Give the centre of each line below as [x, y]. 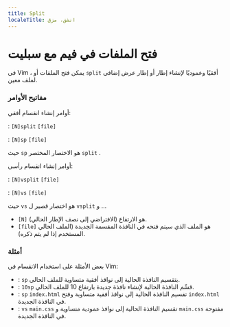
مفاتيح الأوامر [27, 98]
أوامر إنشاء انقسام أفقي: [39, 112]
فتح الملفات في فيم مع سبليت [83, 54]
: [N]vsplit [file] [34, 179]
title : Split [26, 13]
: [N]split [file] [32, 126]
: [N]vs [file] [27, 192]
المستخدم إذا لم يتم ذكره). [51, 233]
